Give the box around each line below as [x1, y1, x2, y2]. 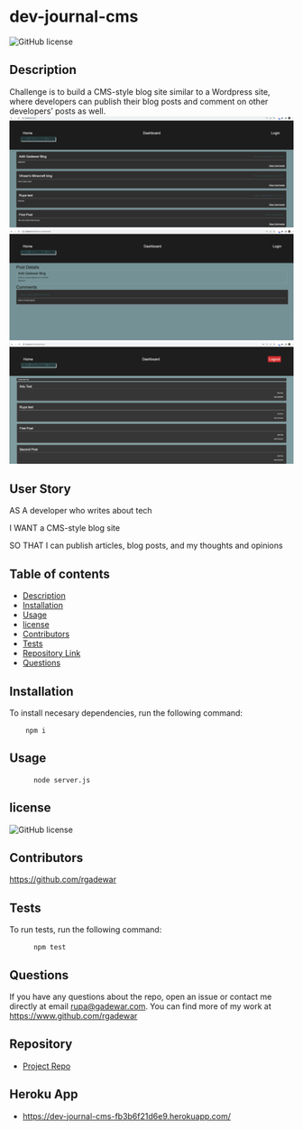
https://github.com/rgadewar [9, 874, 117, 885]
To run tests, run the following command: [9, 924, 162, 935]
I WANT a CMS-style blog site [9, 523, 120, 533]
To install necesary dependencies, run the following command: [9, 707, 243, 718]
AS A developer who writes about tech [9, 505, 152, 516]
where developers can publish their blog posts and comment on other [9, 96, 269, 107]
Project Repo [22, 1061, 71, 1071]
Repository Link [22, 648, 81, 659]
